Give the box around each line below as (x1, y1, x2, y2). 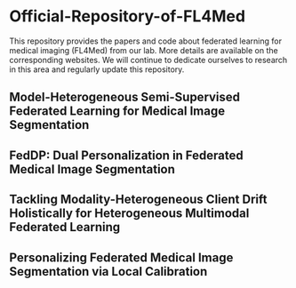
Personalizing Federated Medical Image (9, 250, 234, 265)
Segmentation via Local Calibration (9, 264, 208, 279)
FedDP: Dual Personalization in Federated (9, 148, 244, 163)
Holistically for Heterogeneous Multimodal (9, 206, 250, 221)
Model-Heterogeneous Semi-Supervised (9, 90, 241, 105)
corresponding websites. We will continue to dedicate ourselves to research (9, 54, 288, 65)
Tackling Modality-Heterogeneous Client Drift (9, 192, 268, 207)
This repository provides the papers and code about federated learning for (9, 36, 283, 46)
